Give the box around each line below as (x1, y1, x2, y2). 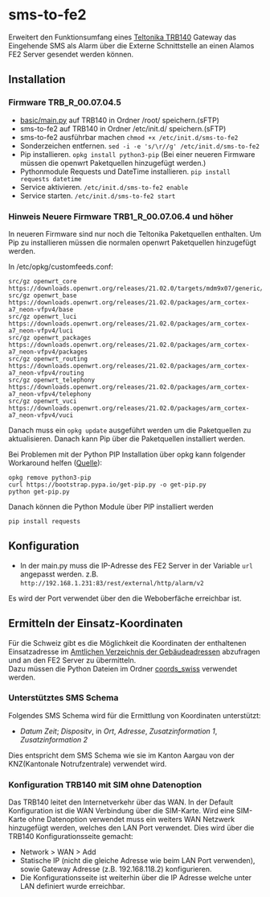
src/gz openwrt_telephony (8, 376, 95, 384)
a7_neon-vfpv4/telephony (8, 390, 92, 398)
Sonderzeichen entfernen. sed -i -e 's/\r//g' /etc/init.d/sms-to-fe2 (19, 141, 260, 151)
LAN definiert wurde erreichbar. (19, 882, 125, 891)
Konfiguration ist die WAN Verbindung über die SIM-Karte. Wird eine (8, 806, 235, 816)
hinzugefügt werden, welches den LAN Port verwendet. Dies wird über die (8, 823, 255, 833)
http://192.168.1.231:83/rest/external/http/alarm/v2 (19, 579, 204, 587)
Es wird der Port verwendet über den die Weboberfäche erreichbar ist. (8, 593, 242, 603)
